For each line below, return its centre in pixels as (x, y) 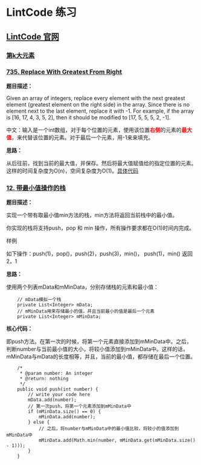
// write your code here (59, 395)
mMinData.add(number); (67, 417)
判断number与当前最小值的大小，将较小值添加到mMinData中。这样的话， (97, 349)
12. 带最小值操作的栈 (36, 188)
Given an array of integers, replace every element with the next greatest (96, 98)
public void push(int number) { (58, 389)
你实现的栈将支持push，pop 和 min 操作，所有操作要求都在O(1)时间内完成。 (101, 228)
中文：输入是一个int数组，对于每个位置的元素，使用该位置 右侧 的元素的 (94, 130)
